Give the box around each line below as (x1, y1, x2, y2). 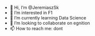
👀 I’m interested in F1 (9, 10, 53, 16)
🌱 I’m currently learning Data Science (9, 15, 87, 20)
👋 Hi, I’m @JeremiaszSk (9, 5, 59, 10)
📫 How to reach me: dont (9, 26, 63, 31)
